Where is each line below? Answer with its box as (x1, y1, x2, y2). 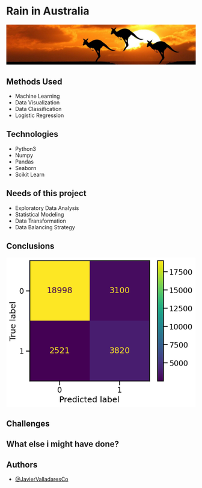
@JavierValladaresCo (14, 475, 69, 483)
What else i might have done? (6, 439, 119, 449)
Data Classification (14, 106, 62, 113)
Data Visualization (14, 99, 60, 106)
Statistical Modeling (14, 211, 64, 218)
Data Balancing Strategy (14, 223, 75, 230)
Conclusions (6, 241, 55, 252)
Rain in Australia (6, 4, 90, 18)
